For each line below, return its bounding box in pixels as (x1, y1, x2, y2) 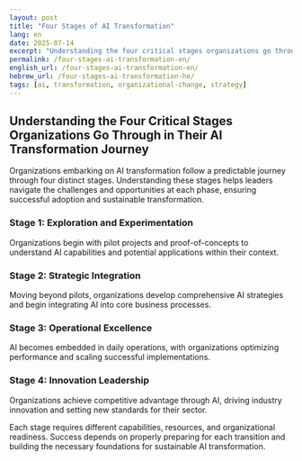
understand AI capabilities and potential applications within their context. (9, 247, 280, 258)
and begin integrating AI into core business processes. (9, 299, 211, 311)
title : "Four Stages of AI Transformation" (9, 22, 175, 31)
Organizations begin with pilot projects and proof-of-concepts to (9, 237, 249, 248)
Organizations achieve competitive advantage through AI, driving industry (9, 394, 283, 405)
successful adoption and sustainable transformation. (9, 194, 204, 205)
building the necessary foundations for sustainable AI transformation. (9, 440, 266, 451)
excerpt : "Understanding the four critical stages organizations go (9, 47, 271, 56)
